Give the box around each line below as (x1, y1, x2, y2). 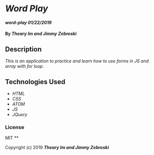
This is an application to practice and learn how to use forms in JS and (5, 58, 149, 64)
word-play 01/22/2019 (5, 19, 52, 25)
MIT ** (5, 135, 19, 141)
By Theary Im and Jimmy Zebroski (5, 31, 77, 37)
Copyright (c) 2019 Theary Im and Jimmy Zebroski (5, 145, 109, 151)
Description (5, 45, 42, 53)
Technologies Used (5, 77, 65, 86)
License (5, 124, 25, 130)
